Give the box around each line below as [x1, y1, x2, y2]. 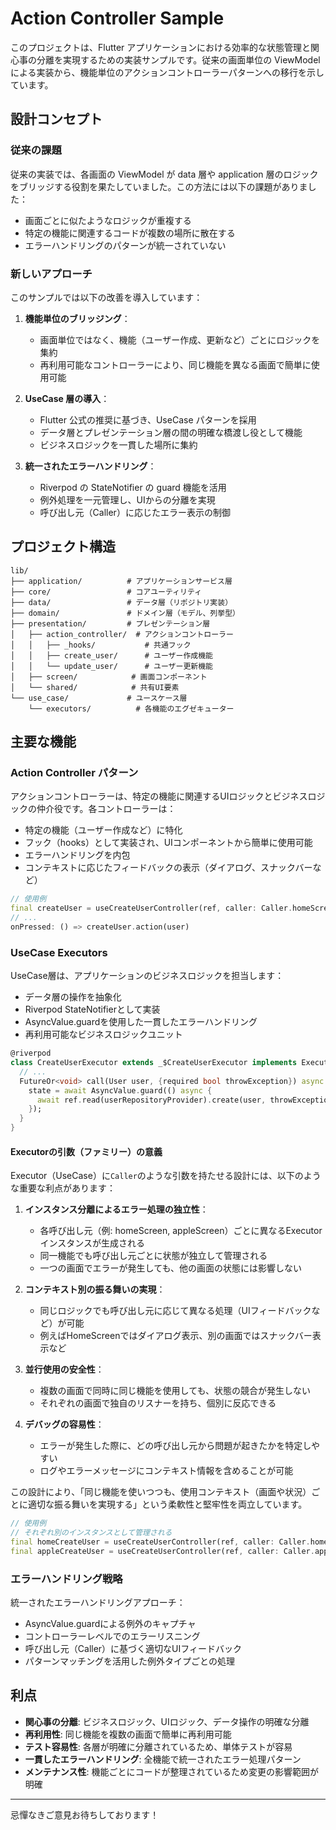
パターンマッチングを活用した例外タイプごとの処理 [24, 1655, 235, 1667]
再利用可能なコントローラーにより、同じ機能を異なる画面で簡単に [39, 358, 312, 371]
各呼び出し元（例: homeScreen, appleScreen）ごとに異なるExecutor [39, 1225, 323, 1237]
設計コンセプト [10, 111, 103, 128]
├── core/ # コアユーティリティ [10, 587, 203, 597]
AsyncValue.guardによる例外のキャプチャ [24, 1618, 197, 1630]
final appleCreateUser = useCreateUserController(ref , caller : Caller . [10, 1546, 315, 1556]
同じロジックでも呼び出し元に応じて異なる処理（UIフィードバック [39, 1305, 312, 1317]
